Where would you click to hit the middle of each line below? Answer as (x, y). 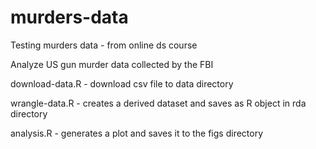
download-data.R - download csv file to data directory (122, 83)
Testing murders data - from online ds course (104, 45)
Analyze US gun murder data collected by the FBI (112, 64)
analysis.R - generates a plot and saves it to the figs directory (137, 133)
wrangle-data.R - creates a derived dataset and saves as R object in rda (158, 103)
